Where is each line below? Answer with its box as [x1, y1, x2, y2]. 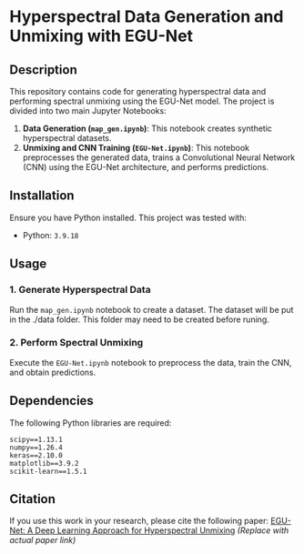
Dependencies [9, 393, 94, 408]
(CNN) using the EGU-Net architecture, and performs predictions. [22, 162, 269, 172]
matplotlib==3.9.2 [9, 458, 79, 468]
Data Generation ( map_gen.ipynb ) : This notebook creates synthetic [22, 123, 273, 134]
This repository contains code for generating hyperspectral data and [9, 86, 267, 96]
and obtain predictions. [9, 367, 96, 378]
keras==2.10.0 [9, 450, 64, 460]
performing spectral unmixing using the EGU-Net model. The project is [9, 96, 275, 106]
